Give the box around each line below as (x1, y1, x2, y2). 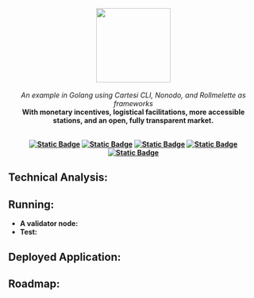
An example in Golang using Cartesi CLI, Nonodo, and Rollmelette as (21, 90, 246, 100)
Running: (8, 197, 55, 211)
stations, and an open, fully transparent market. (52, 116, 214, 125)
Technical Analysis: (8, 170, 109, 185)
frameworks (114, 99, 153, 108)
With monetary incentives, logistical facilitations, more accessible (21, 107, 245, 117)
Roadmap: (8, 277, 60, 290)
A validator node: (19, 219, 79, 228)
